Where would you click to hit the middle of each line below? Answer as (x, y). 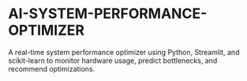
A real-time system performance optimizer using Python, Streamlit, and (124, 52)
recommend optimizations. (52, 68)
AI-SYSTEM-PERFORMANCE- (108, 14)
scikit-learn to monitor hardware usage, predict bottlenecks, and (113, 61)
